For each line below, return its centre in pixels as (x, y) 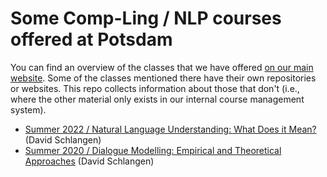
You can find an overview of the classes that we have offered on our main (162, 67)
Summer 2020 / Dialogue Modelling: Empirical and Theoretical (153, 150)
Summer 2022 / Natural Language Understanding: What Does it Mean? (170, 129)
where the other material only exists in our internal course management (157, 99)
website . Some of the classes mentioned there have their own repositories (163, 78)
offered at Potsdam (91, 39)
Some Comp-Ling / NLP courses (146, 18)
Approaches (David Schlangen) (89, 161)
